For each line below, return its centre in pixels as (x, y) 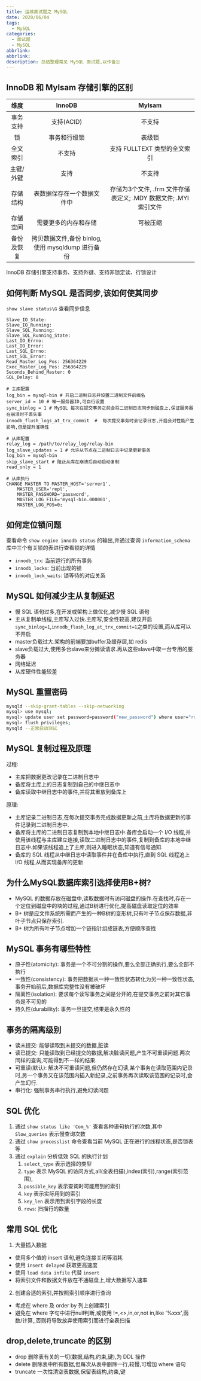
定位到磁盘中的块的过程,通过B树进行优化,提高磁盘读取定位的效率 (100, 906)
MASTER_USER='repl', (42, 489)
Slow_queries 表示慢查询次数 (50, 1134)
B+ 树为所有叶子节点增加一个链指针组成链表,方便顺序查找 (86, 928)
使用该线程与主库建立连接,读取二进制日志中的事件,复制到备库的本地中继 (103, 839)
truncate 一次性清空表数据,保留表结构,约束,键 (70, 1371)
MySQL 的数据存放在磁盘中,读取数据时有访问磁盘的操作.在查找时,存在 (100, 898)
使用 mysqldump (57, 248)
